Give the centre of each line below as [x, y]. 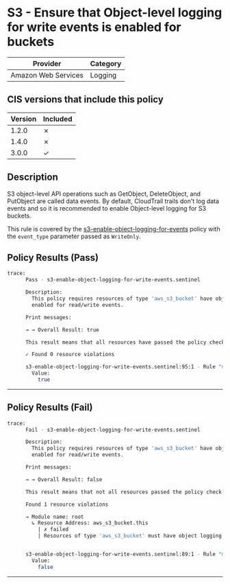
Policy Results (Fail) [50, 407]
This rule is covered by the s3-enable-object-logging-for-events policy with [114, 229]
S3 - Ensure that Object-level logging [115, 13]
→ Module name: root [54, 517]
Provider [47, 63]
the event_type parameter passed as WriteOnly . [74, 236]
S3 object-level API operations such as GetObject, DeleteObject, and [104, 194]
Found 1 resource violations [67, 504]
